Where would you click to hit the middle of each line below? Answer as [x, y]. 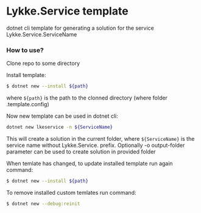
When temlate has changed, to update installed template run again [90, 163]
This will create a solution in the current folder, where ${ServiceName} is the [100, 138]
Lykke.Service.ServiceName [42, 34]
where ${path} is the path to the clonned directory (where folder [87, 98]
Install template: [26, 75]
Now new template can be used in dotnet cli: [62, 116]
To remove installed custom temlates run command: [71, 192]
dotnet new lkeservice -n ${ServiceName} [60, 127]
